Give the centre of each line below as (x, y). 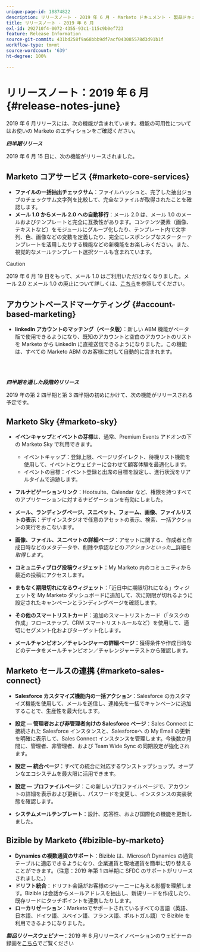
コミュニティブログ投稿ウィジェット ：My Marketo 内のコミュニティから (103, 567)
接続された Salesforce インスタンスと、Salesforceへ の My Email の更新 (102, 731)
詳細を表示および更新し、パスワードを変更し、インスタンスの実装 (106, 794)
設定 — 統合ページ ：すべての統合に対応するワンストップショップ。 (96, 766)
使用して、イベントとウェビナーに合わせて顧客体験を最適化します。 (107, 464)
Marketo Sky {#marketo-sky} (62, 422)
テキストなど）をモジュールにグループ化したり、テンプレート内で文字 (100, 229)
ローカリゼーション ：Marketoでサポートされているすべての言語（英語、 (103, 908)
